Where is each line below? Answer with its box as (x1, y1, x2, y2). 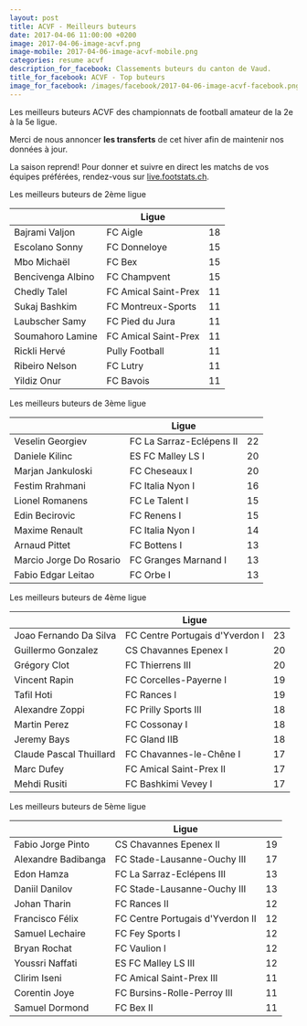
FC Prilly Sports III (124, 703, 203, 715)
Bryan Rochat (14, 942, 72, 955)
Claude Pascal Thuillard (14, 747, 116, 760)
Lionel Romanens (14, 494, 89, 507)
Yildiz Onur (14, 374, 62, 386)
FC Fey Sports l (114, 926, 181, 939)
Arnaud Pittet (14, 538, 71, 551)
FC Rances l (124, 688, 176, 701)
